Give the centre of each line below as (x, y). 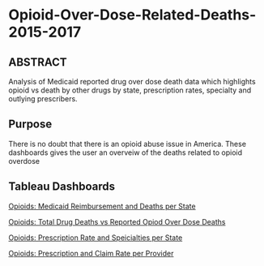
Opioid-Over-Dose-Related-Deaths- (132, 15)
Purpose (30, 124)
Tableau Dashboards (62, 187)
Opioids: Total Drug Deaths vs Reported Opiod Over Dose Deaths (117, 221)
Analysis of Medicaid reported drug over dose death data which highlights (132, 82)
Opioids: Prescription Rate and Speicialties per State (96, 238)
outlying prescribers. (43, 99)
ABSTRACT (38, 62)
